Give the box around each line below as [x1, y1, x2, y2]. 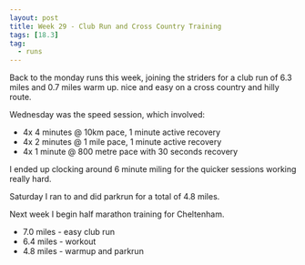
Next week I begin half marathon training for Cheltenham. [9, 209, 225, 219]
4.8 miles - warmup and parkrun [22, 246, 144, 257]
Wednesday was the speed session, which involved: [9, 109, 206, 120]
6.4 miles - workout [22, 236, 97, 247]
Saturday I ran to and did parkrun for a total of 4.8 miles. [9, 191, 220, 202]
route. [9, 92, 32, 103]
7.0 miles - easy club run [22, 227, 116, 238]
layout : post [9, 13, 59, 23]
